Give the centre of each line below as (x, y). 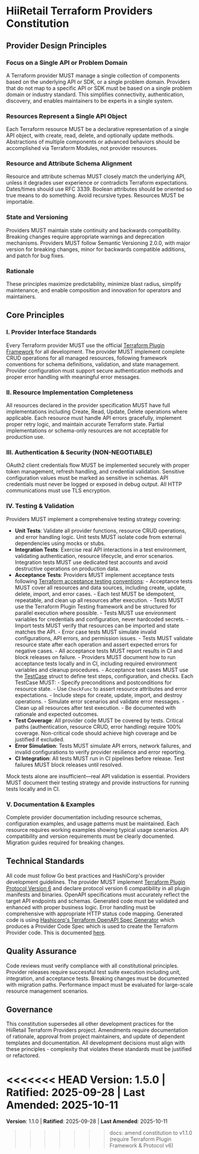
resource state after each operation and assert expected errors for (96, 644)
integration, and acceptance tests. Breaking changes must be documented (97, 978)
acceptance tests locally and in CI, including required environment (96, 663)
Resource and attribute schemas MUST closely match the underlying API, (96, 176)
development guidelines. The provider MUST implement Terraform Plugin (96, 882)
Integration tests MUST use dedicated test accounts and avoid (91, 562)
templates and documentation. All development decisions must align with (96, 1043)
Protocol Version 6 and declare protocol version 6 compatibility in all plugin (98, 888)
